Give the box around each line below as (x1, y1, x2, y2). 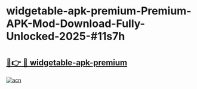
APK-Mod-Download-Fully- (6, 17, 145, 30)
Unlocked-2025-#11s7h (6, 30, 125, 43)
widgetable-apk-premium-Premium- (6, 4, 192, 18)
